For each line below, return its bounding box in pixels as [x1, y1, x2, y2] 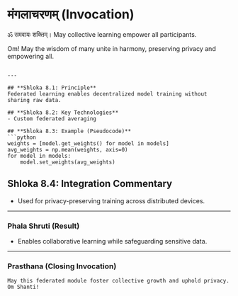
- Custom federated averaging [7, 115, 97, 123]
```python [7, 134, 37, 141]
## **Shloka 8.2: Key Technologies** [7, 109, 119, 116]
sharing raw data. [7, 96, 62, 103]
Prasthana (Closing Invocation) [7, 261, 117, 271]
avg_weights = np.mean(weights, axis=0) [7, 146, 129, 153]
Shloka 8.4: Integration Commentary [7, 178, 173, 190]
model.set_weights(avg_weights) [20, 159, 115, 166]
